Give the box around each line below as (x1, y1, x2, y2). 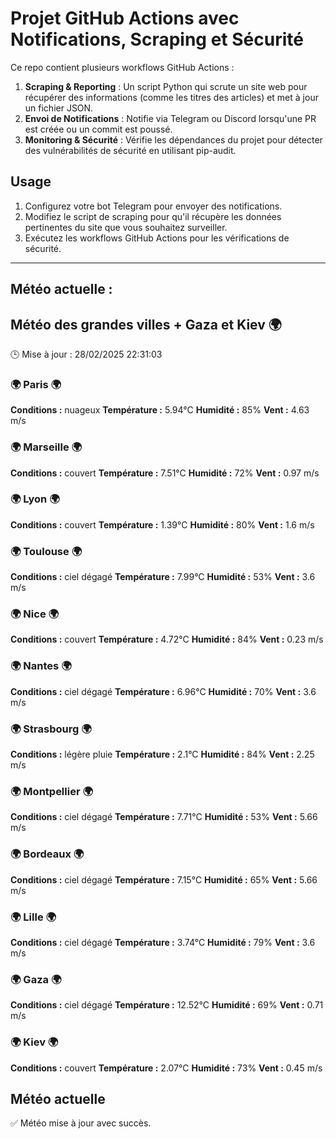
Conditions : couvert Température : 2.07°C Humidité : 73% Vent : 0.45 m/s (10, 1062, 323, 1074)
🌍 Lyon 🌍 (10, 492, 60, 506)
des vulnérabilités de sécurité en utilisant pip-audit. (24, 144, 237, 156)
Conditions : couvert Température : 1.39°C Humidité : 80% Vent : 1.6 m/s (10, 518, 315, 531)
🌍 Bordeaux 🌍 (10, 847, 85, 861)
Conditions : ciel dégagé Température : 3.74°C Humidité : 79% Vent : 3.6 (10, 936, 316, 948)
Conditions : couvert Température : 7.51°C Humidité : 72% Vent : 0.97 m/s (10, 467, 320, 479)
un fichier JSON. (24, 102, 94, 114)
